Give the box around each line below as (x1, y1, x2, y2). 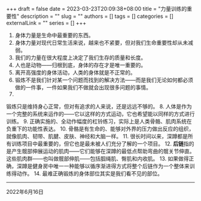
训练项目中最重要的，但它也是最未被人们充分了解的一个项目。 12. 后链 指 (11, 140, 190, 147)
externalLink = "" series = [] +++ (6, 20, 87, 26)
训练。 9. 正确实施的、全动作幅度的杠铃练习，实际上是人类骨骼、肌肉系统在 (6, 118, 193, 125)
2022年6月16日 (6, 188, 44, 195)
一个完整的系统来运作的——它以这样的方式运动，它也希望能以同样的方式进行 (6, 110, 195, 117)
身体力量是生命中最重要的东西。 (14, 32, 94, 39)
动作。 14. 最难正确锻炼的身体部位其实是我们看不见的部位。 (16, 170, 163, 177)
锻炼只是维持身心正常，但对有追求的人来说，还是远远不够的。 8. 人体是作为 (6, 103, 193, 110)
